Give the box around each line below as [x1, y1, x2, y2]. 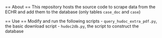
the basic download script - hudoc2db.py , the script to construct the [5, 23, 139, 29]
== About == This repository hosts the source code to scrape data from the [5, 4, 156, 9]
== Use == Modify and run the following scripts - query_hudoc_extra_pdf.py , [5, 19, 157, 24]
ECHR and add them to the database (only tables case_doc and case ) [5, 9, 141, 15]
